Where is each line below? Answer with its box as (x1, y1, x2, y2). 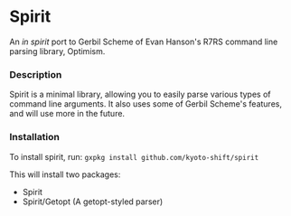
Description (9, 68, 62, 80)
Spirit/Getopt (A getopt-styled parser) (22, 196, 164, 207)
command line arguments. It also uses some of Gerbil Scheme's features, (9, 99, 283, 109)
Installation (9, 131, 61, 144)
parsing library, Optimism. (9, 45, 106, 56)
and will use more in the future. (9, 108, 125, 119)
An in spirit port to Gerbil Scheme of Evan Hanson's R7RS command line (9, 36, 278, 47)
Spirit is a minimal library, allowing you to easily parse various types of (9, 89, 271, 100)
